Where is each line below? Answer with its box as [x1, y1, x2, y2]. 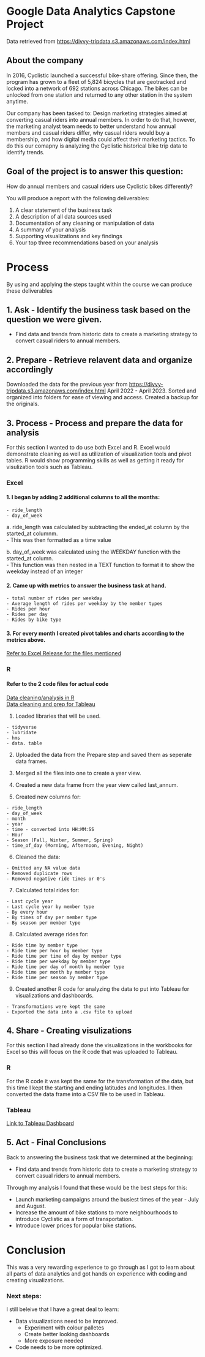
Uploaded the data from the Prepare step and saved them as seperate [15, 751, 192, 758]
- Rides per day [6, 611, 48, 618]
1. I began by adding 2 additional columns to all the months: [6, 494, 160, 501]
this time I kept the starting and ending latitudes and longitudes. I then [6, 1084, 182, 1091]
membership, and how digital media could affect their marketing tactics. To [6, 135, 195, 143]
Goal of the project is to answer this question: [6, 167, 184, 177]
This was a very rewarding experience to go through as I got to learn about [6, 1263, 195, 1271]
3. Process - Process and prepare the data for [6, 418, 184, 428]
